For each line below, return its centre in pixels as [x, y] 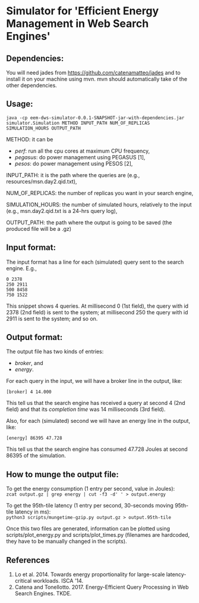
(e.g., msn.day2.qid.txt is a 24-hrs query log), [62, 211]
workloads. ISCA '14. [58, 581]
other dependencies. [32, 85]
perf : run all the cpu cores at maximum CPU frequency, [82, 151]
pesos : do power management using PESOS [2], [74, 163]
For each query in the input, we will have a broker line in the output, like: [94, 381]
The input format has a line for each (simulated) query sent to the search [95, 262]
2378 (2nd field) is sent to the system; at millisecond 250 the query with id [97, 312]
